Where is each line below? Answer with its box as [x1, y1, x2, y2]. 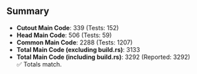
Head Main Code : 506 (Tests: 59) [16, 31, 112, 39]
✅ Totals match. [16, 60, 63, 68]
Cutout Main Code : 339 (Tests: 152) [16, 23, 119, 32]
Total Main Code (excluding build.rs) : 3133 [16, 45, 141, 53]
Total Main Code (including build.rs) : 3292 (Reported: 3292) [16, 53, 191, 61]
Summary [6, 5, 50, 17]
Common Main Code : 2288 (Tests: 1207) [16, 38, 133, 47]
